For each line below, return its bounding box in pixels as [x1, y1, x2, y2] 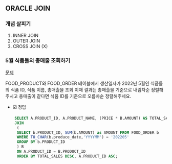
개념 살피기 [5, 20, 31, 28]
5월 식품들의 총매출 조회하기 [5, 57, 71, 64]
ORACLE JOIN [5, 4, 51, 13]
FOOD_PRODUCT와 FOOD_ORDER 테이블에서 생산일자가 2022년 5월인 [5, 80, 149, 86]
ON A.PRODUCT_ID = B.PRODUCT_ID [16, 149, 86, 154]
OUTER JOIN [12, 38, 40, 44]
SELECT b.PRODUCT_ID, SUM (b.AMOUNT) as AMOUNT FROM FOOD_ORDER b [16, 130, 159, 135]
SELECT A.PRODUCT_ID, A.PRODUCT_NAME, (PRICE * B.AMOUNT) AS [14, 115, 147, 121]
